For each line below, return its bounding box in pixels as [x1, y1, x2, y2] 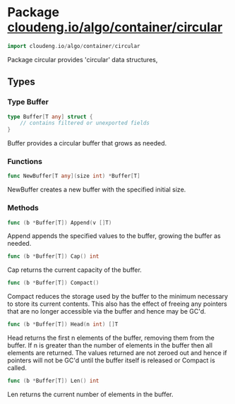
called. [7, 364, 27, 372]
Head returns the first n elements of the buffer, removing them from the [7, 333, 215, 343]
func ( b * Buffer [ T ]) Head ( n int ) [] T [7, 321, 119, 328]
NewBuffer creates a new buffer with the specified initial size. [7, 185, 186, 194]
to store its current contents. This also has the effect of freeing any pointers [7, 299, 227, 308]
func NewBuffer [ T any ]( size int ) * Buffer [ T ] [7, 172, 140, 180]
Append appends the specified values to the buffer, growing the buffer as [7, 232, 221, 240]
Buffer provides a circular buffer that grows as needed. [7, 139, 167, 148]
